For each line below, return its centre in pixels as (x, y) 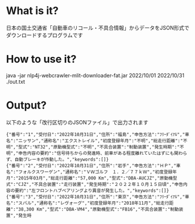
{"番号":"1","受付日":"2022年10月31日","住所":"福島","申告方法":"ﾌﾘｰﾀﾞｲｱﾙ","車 (98, 134)
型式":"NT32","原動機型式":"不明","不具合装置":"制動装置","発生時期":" (99, 147)
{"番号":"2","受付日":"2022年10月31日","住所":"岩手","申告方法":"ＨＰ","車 (93, 165)
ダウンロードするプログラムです (45, 35)
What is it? (32, 11)
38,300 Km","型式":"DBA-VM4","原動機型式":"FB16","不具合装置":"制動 (99, 209)
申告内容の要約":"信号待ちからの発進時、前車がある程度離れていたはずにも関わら (103, 153)
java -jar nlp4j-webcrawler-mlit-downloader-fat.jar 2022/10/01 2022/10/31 (95, 75)
